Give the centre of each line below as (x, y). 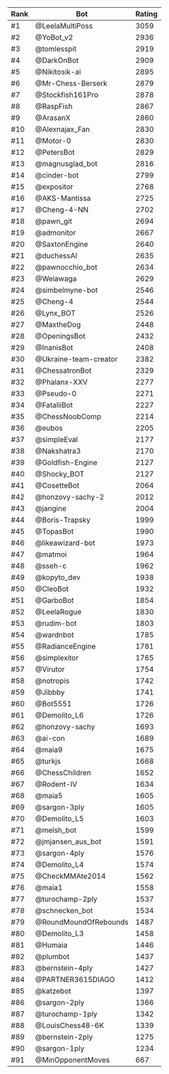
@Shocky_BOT (60, 474)
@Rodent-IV (56, 784)
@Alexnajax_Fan (63, 129)
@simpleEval (57, 439)
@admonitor (56, 233)
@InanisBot (54, 348)
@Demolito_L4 (59, 864)
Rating (146, 14)
